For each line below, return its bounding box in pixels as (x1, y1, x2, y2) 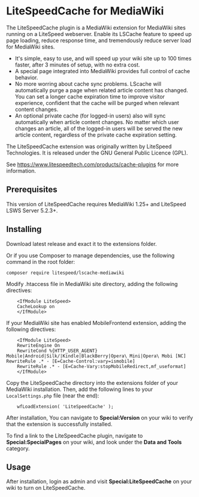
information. (6, 167, 37, 174)
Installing (6, 224, 42, 234)
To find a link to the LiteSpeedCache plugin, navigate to (6, 432, 143, 439)
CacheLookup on (17, 303, 55, 309)
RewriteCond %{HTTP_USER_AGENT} (17, 348, 98, 354)
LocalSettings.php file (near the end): (6, 391, 99, 399)
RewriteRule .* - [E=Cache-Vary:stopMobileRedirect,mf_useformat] (17, 363, 186, 369)
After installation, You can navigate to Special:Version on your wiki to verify (6, 414, 194, 421)
